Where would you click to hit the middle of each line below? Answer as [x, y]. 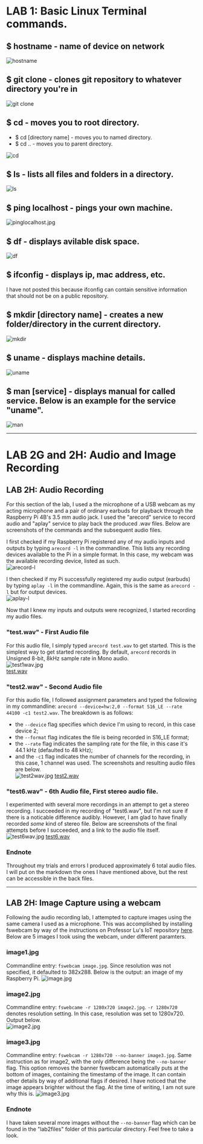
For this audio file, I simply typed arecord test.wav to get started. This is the [101, 645]
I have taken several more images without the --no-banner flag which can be [101, 1122]
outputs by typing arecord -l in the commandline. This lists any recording [98, 548]
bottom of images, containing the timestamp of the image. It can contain [96, 1075]
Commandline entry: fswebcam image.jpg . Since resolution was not [89, 965]
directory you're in [42, 89]
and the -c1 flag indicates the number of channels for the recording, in [102, 756]
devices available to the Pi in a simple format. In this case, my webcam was [100, 554]
